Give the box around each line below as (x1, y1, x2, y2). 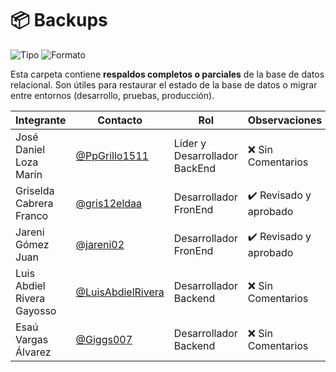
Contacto (97, 113, 143, 127)
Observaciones (247, 113, 323, 127)
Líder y (173, 136, 207, 150)
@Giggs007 (75, 332, 133, 346)
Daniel (15, 142, 46, 156)
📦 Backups (10, 9, 108, 32)
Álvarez (15, 345, 52, 359)
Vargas (15, 332, 49, 346)
